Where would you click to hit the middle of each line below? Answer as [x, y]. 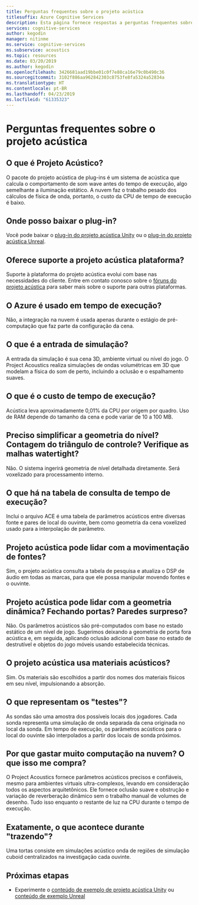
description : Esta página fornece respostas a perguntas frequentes [92, 22]
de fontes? [26, 557]
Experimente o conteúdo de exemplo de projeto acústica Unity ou [94, 890]
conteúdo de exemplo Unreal [50, 896]
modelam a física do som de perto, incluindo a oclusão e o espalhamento [95, 371]
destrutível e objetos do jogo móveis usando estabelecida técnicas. [88, 644]
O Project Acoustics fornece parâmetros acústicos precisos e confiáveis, [95, 777]
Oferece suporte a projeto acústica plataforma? [95, 260]
